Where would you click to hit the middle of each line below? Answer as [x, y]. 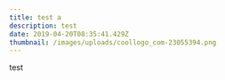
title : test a [36, 17]
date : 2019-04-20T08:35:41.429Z [69, 34]
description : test [43, 26]
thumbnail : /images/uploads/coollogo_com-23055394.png [113, 42]
